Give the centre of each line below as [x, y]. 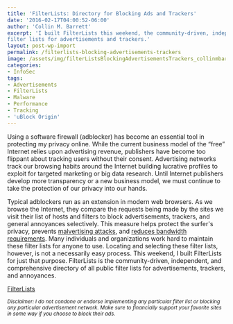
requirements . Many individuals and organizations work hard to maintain [110, 238]
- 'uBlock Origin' [34, 117]
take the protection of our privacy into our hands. [77, 188]
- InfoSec [21, 71]
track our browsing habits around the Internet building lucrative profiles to [113, 166]
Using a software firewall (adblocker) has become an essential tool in [106, 137]
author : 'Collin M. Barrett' [49, 26]
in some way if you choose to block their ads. [61, 314]
